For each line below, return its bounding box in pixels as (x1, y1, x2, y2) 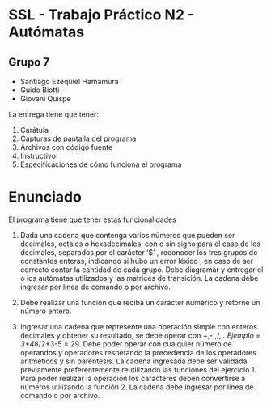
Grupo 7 (8, 55, 50, 69)
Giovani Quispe (19, 94, 71, 103)
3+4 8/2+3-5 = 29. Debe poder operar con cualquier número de (19, 338, 232, 349)
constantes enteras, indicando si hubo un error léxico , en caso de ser (19, 256, 254, 266)
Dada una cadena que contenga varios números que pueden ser (19, 230, 235, 240)
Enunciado (8, 188, 83, 206)
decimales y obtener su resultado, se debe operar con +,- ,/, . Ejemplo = (19, 330, 261, 340)
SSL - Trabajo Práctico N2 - (8, 6, 195, 24)
